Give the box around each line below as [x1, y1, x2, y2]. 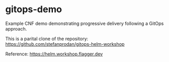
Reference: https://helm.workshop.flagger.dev [5, 51, 103, 57]
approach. [5, 25, 27, 32]
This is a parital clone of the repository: [5, 36, 88, 42]
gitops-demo [5, 4, 62, 15]
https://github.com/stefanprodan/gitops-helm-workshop [5, 41, 125, 47]
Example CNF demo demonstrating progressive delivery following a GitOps [5, 20, 164, 26]
